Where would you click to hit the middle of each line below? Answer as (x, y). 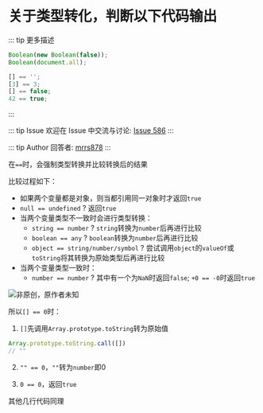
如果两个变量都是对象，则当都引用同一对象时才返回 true (110, 198)
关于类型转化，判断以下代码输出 (113, 16)
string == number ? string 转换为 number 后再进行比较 (117, 228)
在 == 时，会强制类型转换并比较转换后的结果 (78, 165)
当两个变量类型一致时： (58, 268)
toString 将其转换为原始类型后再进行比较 (98, 258)
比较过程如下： (33, 181)
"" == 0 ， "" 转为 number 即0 (63, 367)
